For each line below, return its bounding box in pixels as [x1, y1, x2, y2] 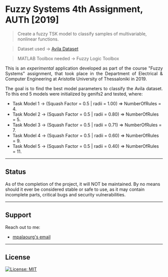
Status [5, 168, 26, 176]
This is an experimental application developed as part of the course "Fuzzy [5, 65, 163, 71]
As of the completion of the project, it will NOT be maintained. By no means [5, 181, 160, 187]
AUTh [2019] [5, 14, 59, 26]
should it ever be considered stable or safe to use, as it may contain [5, 186, 145, 192]
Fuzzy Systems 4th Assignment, [5, 4, 143, 15]
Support [5, 211, 31, 219]
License [5, 253, 30, 261]
